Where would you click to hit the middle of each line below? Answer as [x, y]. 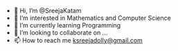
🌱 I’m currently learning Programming [67, 25]
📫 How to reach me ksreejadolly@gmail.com [78, 40]
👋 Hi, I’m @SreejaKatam [47, 11]
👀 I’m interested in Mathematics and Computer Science [92, 18]
